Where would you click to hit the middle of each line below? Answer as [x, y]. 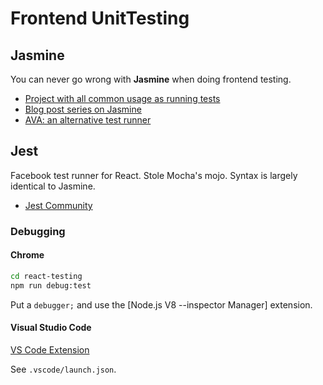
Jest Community [58, 205]
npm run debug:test [51, 285]
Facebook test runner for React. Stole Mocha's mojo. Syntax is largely [154, 175]
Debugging [38, 231]
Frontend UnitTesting [100, 18]
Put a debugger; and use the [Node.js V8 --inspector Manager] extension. [161, 304]
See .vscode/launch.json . [63, 369]
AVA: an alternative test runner [88, 120]
